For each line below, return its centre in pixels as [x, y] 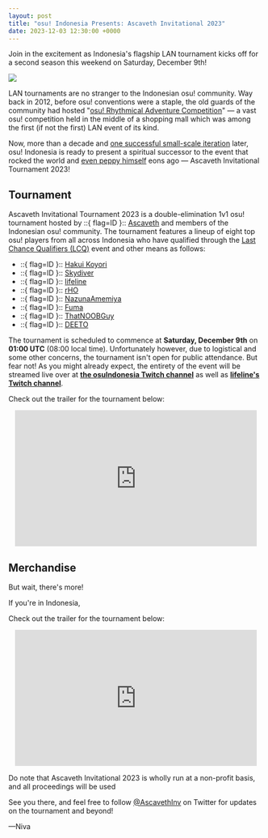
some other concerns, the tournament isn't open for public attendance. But [133, 358]
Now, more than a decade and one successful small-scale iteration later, [128, 143]
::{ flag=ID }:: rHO [49, 290]
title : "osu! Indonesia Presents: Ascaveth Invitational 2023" [117, 23]
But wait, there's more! [46, 587]
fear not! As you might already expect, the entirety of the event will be [124, 366]
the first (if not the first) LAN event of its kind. [84, 128]
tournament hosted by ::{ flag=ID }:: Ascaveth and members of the [118, 223]
